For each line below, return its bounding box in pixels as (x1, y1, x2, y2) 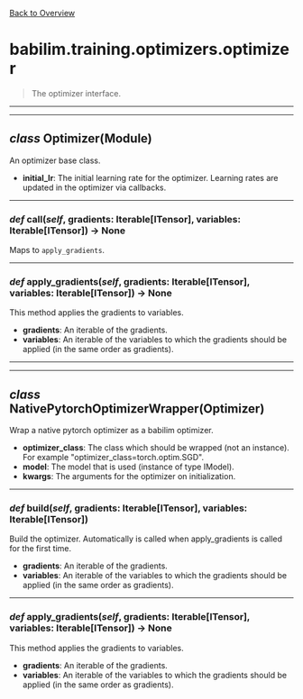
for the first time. (9, 543, 72, 554)
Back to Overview (9, 8, 75, 18)
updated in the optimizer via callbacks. (22, 182, 167, 193)
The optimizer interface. (31, 87, 122, 98)
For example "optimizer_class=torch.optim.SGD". (22, 452, 205, 463)
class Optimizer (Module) (9, 131, 153, 147)
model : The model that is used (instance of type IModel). (22, 461, 234, 472)
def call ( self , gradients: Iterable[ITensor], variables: (9, 213, 242, 225)
